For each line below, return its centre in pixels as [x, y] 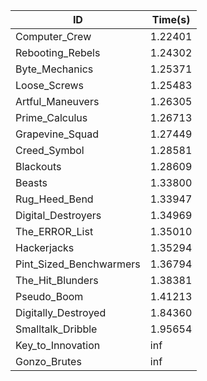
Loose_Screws [50, 85]
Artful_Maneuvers [57, 101]
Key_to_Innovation [58, 345]
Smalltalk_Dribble [56, 329]
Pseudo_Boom [49, 296]
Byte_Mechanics [54, 69]
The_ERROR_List [54, 231]
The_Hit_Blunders [57, 280]
